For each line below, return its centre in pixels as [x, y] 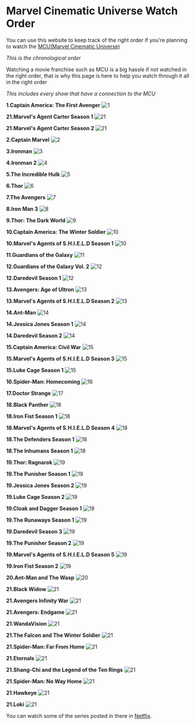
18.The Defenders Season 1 [40, 439]
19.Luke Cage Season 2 [36, 497]
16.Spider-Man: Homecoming [43, 381]
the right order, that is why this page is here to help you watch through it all [98, 76]
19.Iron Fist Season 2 [32, 566]
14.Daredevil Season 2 [34, 335]
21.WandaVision [27, 623]
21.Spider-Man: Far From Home [45, 646]
